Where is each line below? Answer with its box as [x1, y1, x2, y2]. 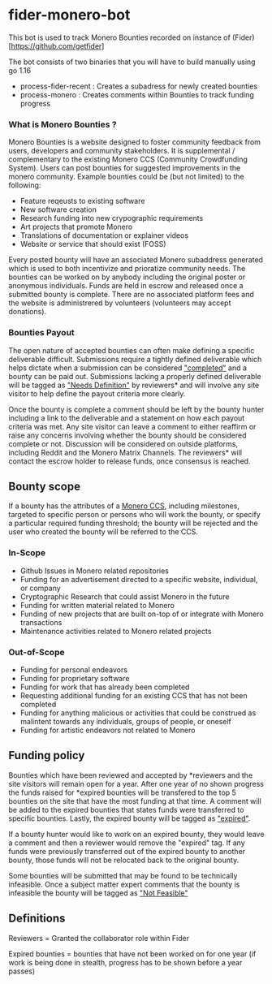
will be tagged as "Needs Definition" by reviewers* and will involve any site [8, 380, 260, 390]
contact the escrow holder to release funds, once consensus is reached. [8, 456, 251, 466]
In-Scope [8, 547, 46, 559]
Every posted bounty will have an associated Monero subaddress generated [8, 255, 264, 265]
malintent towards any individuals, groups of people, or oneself [19, 716, 231, 726]
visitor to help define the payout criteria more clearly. [8, 388, 186, 399]
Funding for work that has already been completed [19, 682, 190, 692]
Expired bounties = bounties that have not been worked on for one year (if [8, 948, 257, 959]
